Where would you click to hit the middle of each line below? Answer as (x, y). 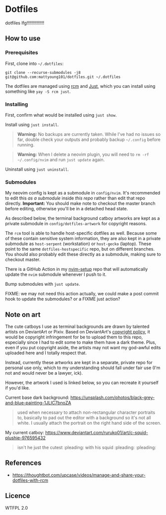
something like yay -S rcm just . (38, 91)
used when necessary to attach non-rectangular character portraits (86, 412)
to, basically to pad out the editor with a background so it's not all (84, 418)
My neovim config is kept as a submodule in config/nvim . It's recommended (83, 193)
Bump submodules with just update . (43, 284)
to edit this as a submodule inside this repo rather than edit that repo (75, 198)
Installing (17, 104)
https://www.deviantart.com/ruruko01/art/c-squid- (97, 433)
